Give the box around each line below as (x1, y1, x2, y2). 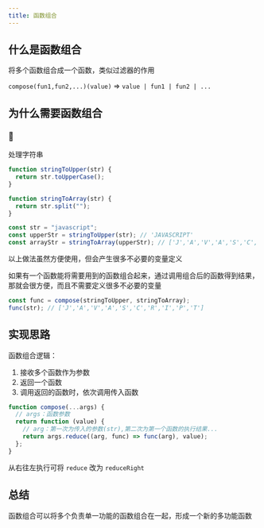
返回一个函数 (19, 377, 62, 387)
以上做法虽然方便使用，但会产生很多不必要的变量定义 (8, 254, 183, 263)
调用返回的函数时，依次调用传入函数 (19, 387, 139, 397)
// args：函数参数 (15, 410, 70, 418)
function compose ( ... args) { (8, 403, 105, 411)
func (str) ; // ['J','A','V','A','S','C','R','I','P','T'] (8, 303, 204, 312)
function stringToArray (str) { (8, 195, 112, 202)
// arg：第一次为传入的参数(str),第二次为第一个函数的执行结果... (22, 426, 219, 434)
